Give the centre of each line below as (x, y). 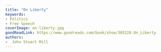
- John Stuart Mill (27, 42)
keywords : (16, 14)
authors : (14, 38)
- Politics (17, 19)
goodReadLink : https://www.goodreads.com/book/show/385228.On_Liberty (81, 33)
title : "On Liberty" (27, 10)
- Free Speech (20, 24)
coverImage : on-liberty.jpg (35, 28)
